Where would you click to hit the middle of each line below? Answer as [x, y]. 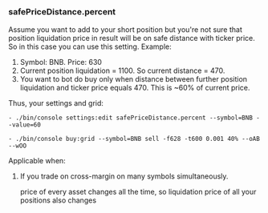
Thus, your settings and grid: [56, 102]
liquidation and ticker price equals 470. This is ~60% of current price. [135, 87]
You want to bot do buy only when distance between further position [133, 78]
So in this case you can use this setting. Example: [90, 46]
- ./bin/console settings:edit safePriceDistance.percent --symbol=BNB [130, 118]
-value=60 [25, 125]
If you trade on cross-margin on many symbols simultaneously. [124, 176]
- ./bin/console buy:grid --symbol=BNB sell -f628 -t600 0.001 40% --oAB [134, 139]
